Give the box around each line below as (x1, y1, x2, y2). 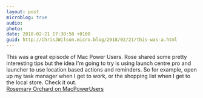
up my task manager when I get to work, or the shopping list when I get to (6, 73, 191, 79)
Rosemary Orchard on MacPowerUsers (6, 85, 104, 92)
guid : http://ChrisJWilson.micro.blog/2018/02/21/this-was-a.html (6, 37, 178, 43)
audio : (6, 20, 23, 26)
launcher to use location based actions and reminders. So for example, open (6, 66, 197, 73)
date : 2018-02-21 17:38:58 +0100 (6, 31, 91, 37)
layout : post (6, 8, 39, 15)
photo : (6, 25, 23, 32)
